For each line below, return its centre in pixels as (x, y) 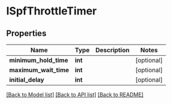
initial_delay (27, 80)
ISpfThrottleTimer (52, 11)
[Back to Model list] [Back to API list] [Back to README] (75, 95)
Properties (26, 33)
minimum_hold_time (39, 60)
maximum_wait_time (39, 70)
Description (113, 50)
